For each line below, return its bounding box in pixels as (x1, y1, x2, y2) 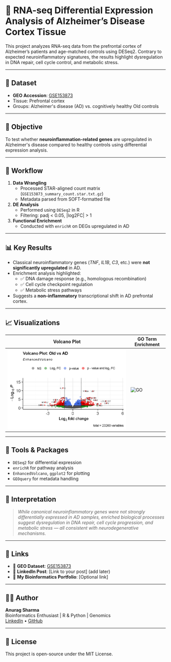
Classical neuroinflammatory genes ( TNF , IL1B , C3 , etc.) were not (12, 260, 150, 266)
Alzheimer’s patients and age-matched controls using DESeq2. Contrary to (5, 48, 162, 54)
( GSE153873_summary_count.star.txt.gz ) (20, 191, 104, 197)
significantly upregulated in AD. (12, 265, 81, 271)
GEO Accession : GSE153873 (12, 92, 73, 98)
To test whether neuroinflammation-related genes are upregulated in (5, 136, 152, 142)
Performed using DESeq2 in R (20, 207, 80, 213)
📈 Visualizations (5, 318, 60, 327)
